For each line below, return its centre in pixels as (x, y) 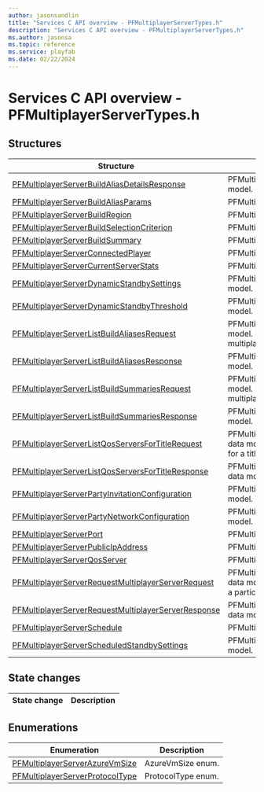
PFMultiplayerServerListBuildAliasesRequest (94, 333)
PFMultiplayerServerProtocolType (75, 775)
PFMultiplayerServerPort (58, 534)
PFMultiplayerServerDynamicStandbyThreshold (100, 306)
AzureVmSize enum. (182, 763)
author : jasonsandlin (44, 15)
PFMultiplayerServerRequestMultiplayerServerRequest (113, 582)
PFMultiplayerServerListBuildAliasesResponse (97, 361)
